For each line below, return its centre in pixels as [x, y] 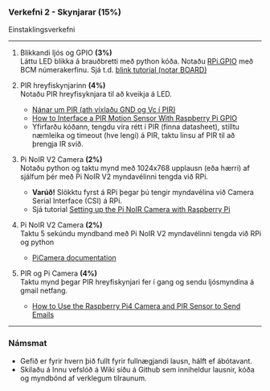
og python [37, 242]
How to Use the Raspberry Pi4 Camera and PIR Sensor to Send [136, 306]
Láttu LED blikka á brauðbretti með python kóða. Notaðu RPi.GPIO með [137, 61]
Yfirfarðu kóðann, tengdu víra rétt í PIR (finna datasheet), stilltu [135, 127]
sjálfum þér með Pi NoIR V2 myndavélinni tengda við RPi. [114, 177]
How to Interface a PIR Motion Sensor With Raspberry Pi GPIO [135, 119]
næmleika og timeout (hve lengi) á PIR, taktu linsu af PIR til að [133, 135]
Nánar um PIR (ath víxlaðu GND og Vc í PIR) [104, 110]
